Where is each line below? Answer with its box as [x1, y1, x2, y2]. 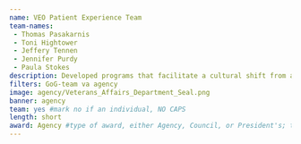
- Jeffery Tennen [13, 47, 78, 55]
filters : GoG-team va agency [9, 80, 118, 89]
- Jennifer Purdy [13, 55, 78, 64]
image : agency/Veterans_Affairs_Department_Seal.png [9, 88, 211, 97]
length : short [9, 113, 63, 122]
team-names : [9, 21, 54, 30]
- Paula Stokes [13, 64, 70, 72]
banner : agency [9, 96, 66, 106]
